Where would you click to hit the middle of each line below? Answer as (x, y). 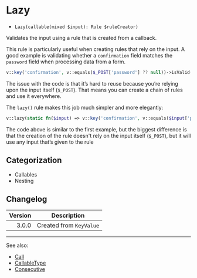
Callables (26, 174)
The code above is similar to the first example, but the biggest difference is (96, 129)
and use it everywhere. (34, 96)
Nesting (24, 181)
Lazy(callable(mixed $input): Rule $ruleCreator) (77, 27)
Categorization (34, 160)
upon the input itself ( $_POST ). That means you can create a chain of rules (94, 90)
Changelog (27, 199)
